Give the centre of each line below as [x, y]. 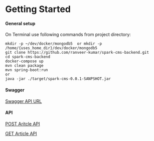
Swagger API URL [24, 101]
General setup [20, 23]
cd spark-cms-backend [28, 57]
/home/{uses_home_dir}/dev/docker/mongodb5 [51, 48]
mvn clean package [24, 66]
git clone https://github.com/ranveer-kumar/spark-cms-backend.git [77, 53]
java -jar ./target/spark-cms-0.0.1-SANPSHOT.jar [58, 79]
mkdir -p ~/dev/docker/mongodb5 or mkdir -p [53, 44]
